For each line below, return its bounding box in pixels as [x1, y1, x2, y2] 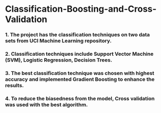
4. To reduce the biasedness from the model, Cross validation [5, 95, 155, 102]
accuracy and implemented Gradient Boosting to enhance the [5, 76, 155, 83]
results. [5, 82, 24, 89]
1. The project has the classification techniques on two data [5, 31, 150, 38]
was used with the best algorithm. [5, 101, 88, 108]
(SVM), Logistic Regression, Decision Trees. [5, 57, 112, 64]
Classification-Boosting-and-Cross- [5, 3, 157, 15]
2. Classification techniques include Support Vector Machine [5, 50, 154, 57]
